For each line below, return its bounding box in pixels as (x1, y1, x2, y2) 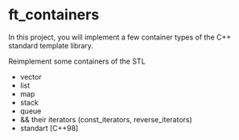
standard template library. (8, 40, 94, 50)
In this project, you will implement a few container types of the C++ (8, 32, 232, 42)
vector (19, 72, 42, 81)
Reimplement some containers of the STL (8, 56, 146, 66)
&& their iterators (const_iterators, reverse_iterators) (19, 114, 193, 124)
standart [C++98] (19, 123, 79, 133)
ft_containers (8, 6, 100, 24)
